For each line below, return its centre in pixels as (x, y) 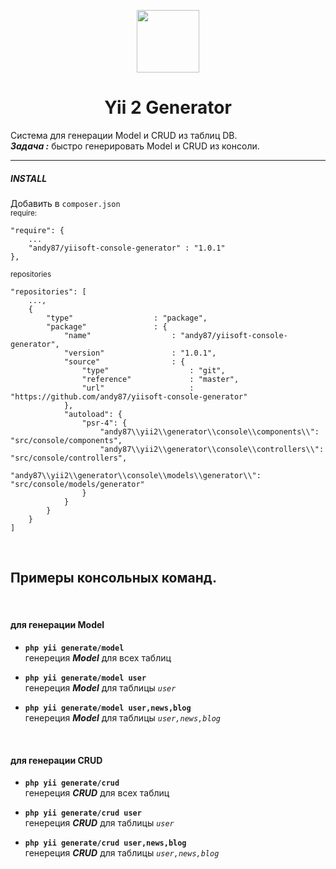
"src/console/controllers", (69, 458)
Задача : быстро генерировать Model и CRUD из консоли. (135, 146)
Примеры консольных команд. (114, 578)
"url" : (138, 388)
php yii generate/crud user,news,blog (105, 843)
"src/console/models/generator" (77, 484)
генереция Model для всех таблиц (98, 657)
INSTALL (29, 178)
